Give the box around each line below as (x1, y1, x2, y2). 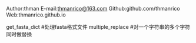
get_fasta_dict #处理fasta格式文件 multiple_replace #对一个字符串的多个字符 (6, 24, 190, 30)
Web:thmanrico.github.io (6, 11, 66, 18)
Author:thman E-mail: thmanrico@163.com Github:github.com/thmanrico (6, 5, 181, 12)
